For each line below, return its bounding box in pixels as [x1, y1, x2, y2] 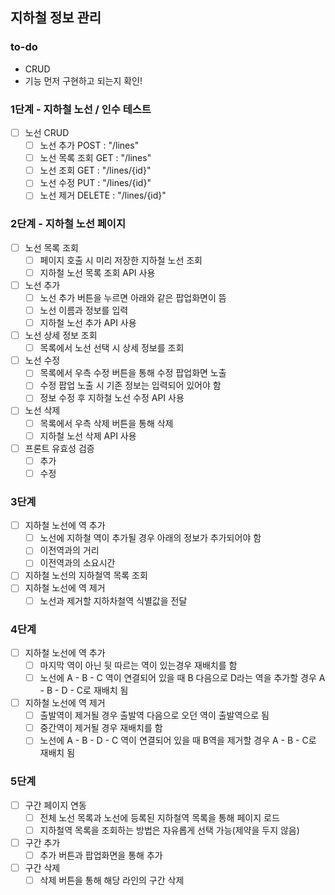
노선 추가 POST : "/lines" [39, 139, 140, 152]
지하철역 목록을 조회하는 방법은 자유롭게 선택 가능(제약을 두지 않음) [39, 824, 300, 836]
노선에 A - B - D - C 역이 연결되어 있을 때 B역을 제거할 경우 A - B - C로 [39, 734, 317, 747]
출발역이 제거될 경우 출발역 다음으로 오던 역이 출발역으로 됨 [39, 709, 270, 722]
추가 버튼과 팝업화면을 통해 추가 [39, 849, 163, 861]
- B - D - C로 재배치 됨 [39, 684, 129, 697]
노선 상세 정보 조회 [24, 329, 98, 342]
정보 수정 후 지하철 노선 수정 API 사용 [39, 392, 185, 404]
